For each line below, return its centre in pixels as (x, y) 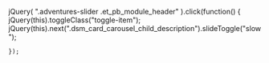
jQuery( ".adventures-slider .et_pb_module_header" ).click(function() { (124, 12)
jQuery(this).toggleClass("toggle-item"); (75, 20)
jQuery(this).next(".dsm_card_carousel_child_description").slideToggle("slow (135, 28)
